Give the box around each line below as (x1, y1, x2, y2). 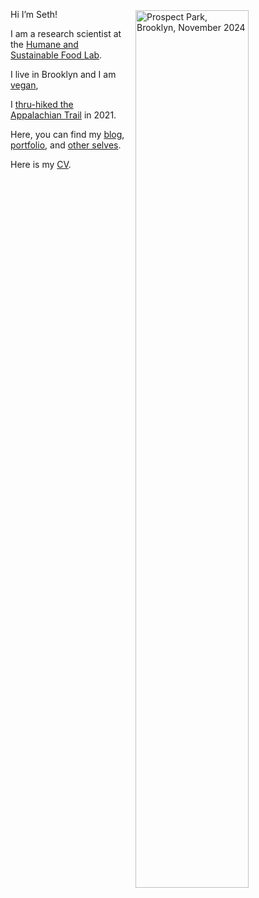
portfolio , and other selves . (10, 139, 122, 151)
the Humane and (10, 39, 79, 50)
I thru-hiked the (10, 99, 74, 110)
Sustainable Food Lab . (10, 49, 103, 61)
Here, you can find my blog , (10, 129, 125, 140)
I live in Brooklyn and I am (10, 69, 117, 80)
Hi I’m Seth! (10, 9, 58, 20)
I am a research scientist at (10, 28, 122, 39)
